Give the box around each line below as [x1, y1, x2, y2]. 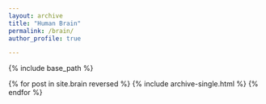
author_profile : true [8, 34, 82, 43]
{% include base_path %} [8, 64, 94, 73]
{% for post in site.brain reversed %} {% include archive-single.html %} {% [8, 79, 259, 89]
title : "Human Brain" [8, 19, 82, 27]
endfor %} [8, 88, 43, 98]
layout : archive [8, 11, 63, 20]
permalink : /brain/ [8, 27, 74, 35]
